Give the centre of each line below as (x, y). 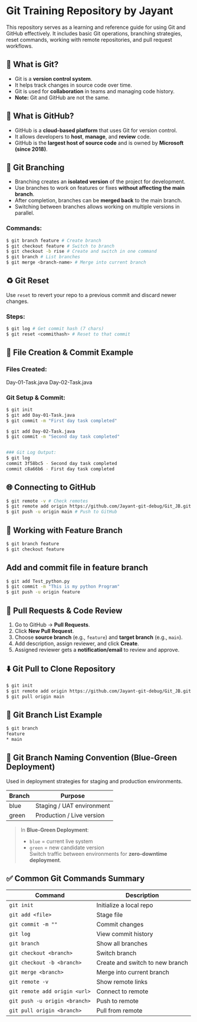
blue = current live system (61, 841)
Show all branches (122, 943)
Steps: (16, 317)
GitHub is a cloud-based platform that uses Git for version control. (96, 130)
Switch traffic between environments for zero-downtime (98, 853)
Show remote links (122, 981)
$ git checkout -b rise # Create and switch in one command (82, 252)
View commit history (125, 934)
